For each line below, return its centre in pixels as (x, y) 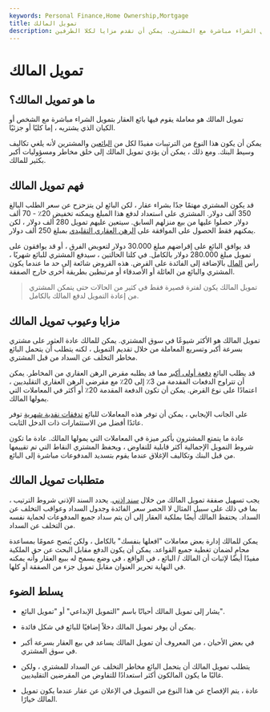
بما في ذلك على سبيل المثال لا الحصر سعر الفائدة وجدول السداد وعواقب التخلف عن (133, 508)
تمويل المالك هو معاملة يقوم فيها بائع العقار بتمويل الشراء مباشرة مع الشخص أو (126, 119)
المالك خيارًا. (39, 698)
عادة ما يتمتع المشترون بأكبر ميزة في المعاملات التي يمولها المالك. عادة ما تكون (127, 438)
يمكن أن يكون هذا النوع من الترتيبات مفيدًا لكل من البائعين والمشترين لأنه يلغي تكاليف (135, 143)
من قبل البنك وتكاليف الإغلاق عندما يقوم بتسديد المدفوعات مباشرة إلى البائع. (122, 455)
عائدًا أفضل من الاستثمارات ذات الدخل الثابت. (76, 423)
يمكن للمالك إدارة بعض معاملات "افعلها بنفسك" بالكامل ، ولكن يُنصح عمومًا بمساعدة (134, 541)
